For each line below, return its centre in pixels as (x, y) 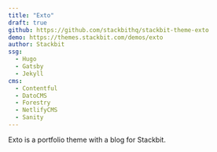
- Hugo (26, 60)
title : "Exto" (31, 15)
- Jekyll (29, 74)
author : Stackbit (37, 45)
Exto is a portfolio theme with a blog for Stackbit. (87, 139)
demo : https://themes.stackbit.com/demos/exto (86, 37)
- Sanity (29, 118)
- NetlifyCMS (37, 110)
